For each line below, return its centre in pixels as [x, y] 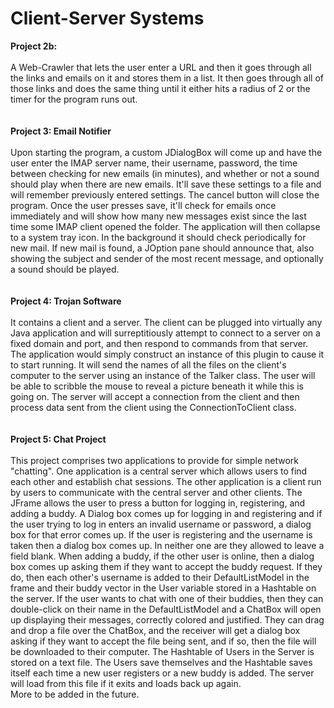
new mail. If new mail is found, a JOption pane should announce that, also [162, 248]
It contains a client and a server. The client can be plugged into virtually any [166, 322]
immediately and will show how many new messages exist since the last [158, 216]
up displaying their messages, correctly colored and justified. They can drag [167, 619]
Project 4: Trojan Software [66, 301]
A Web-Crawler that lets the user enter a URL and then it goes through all [161, 67]
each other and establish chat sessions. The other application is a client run [166, 481]
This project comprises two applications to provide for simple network [154, 460]
